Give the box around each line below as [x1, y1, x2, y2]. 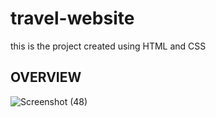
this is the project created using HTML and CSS [10, 40, 207, 52]
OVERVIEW [10, 69, 82, 86]
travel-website [10, 7, 135, 30]
